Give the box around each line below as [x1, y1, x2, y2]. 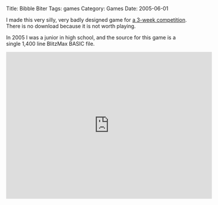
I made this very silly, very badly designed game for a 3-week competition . [6, 16, 187, 23]
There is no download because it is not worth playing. [6, 23, 136, 29]
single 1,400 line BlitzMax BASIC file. [6, 41, 95, 47]
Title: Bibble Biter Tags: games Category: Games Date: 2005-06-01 [6, 5, 169, 12]
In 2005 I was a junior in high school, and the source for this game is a [6, 34, 176, 41]
